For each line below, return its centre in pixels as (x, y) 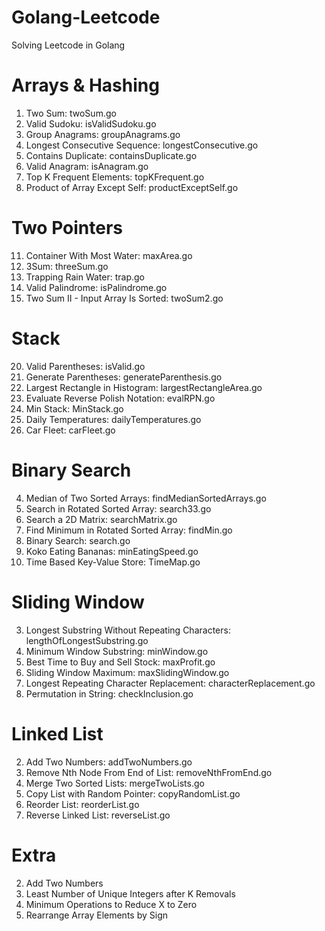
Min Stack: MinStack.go (74, 408)
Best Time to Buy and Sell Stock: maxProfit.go (120, 662)
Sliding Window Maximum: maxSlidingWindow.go (127, 672)
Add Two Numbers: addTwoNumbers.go (109, 762)
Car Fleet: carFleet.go (70, 430)
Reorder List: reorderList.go (82, 804)
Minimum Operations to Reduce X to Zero (111, 904)
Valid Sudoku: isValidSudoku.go (91, 123)
